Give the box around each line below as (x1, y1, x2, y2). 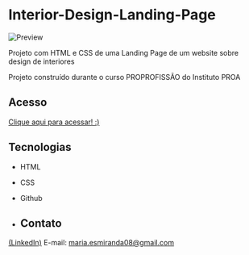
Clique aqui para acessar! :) (8, 117, 100, 127)
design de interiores (8, 56, 75, 66)
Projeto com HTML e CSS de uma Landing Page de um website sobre (8, 48, 239, 57)
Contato (19, 216, 62, 230)
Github (19, 193, 43, 203)
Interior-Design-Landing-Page (8, 6, 216, 24)
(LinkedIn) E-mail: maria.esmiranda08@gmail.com (8, 238, 175, 248)
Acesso (8, 95, 48, 110)
